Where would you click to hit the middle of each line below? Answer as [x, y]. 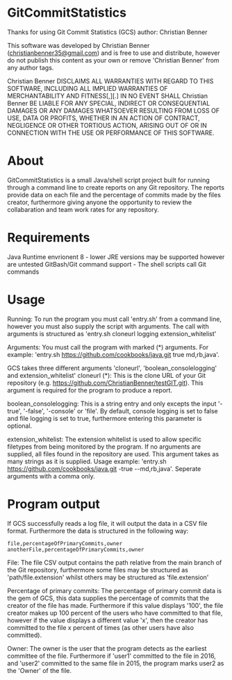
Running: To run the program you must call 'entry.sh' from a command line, [115, 319]
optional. [20, 426]
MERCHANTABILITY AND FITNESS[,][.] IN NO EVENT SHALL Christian [108, 96]
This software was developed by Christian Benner [78, 45]
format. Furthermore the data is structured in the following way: [98, 531]
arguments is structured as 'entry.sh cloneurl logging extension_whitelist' [112, 333]
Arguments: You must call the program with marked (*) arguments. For [108, 347]
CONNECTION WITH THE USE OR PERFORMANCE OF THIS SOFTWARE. [111, 133]
